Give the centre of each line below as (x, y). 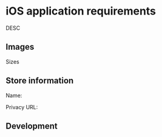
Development (32, 126)
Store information (40, 81)
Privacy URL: (22, 107)
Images (20, 47)
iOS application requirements (81, 11)
